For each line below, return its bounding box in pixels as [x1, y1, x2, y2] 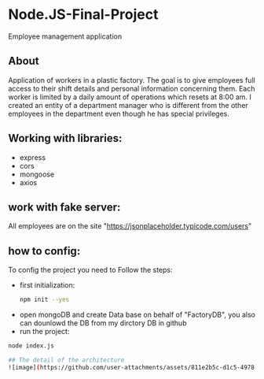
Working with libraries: [8, 132, 123, 145]
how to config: [8, 244, 81, 258]
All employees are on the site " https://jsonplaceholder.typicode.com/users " [8, 221, 252, 231]
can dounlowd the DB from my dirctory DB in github [19, 318, 187, 328]
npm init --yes [19, 295, 70, 304]
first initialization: [19, 281, 75, 290]
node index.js [8, 342, 55, 350]
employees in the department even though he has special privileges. [8, 109, 229, 118]
